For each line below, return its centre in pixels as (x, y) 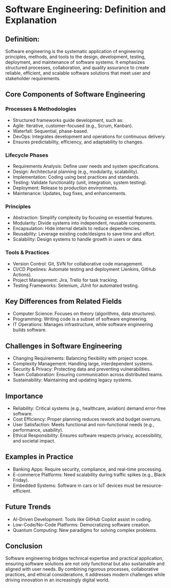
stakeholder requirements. (33, 78)
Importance (24, 396)
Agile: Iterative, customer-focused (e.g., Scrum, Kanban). (73, 126)
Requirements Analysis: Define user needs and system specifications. (86, 166)
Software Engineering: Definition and (86, 9)
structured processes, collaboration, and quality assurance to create (77, 68)
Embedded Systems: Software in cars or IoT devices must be (77, 485)
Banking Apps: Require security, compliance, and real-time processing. (87, 469)
